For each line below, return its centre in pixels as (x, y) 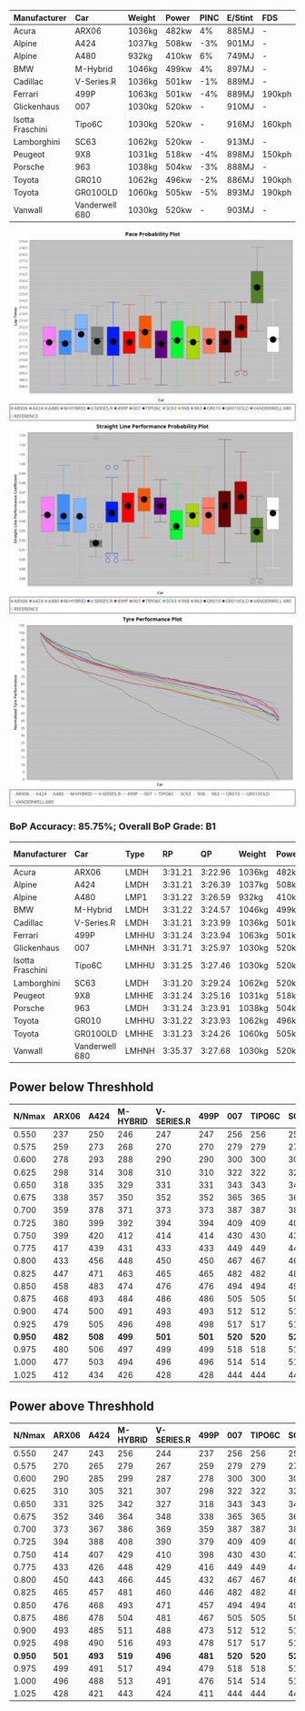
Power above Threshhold (82, 1406)
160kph (277, 124)
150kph (277, 154)
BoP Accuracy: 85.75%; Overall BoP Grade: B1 (113, 826)
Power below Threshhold (82, 1087)
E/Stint (240, 17)
